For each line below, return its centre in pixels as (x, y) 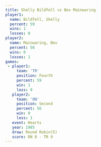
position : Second (35, 104)
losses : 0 (20, 33)
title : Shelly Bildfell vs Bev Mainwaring (50, 10)
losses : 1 (20, 57)
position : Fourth (35, 76)
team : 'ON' (28, 99)
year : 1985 (23, 127)
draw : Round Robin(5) (35, 132)
